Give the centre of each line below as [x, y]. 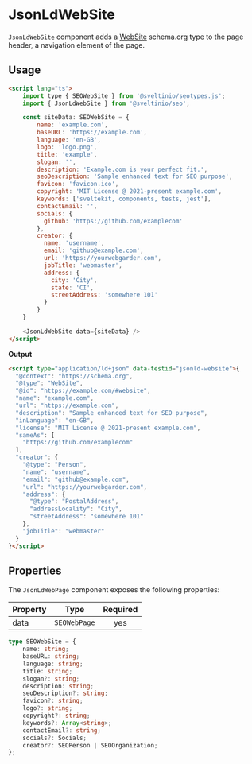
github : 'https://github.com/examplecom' [113, 221]
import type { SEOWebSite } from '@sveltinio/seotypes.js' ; [124, 96]
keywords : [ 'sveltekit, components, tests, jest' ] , [124, 199]
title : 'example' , [67, 154]
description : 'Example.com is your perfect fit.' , [122, 169]
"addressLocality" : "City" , [76, 509]
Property [29, 610]
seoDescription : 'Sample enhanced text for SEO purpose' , [135, 176]
